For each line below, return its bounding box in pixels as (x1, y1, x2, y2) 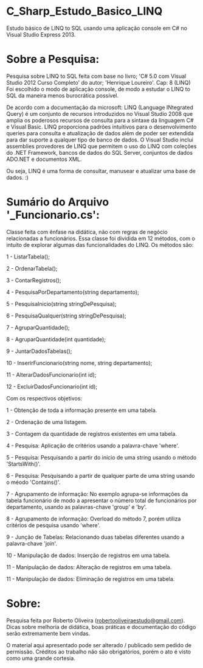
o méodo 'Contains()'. (6, 478, 61, 486)
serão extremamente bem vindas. (6, 630, 91, 637)
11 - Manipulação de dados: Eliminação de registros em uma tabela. (6, 575, 175, 583)
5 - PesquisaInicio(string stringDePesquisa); (6, 300, 117, 307)
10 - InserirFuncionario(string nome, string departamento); (6, 359, 153, 366)
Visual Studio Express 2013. (6, 30, 76, 38)
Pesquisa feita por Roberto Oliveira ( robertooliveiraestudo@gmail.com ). (6, 617, 185, 624)
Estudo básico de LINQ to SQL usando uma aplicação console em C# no (6, 24, 187, 32)
